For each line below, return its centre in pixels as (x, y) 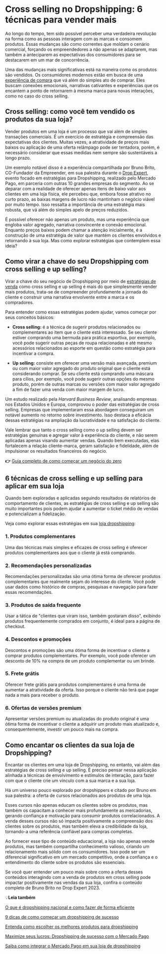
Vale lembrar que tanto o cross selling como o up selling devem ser (74, 430)
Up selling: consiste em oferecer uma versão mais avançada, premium (84, 363)
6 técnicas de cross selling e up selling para (74, 478)
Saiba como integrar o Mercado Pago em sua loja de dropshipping (73, 946)
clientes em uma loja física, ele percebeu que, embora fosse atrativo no (78, 194)
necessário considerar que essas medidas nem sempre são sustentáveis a (81, 152)
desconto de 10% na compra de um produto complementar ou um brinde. (80, 661)
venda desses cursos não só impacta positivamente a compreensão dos (79, 821)
